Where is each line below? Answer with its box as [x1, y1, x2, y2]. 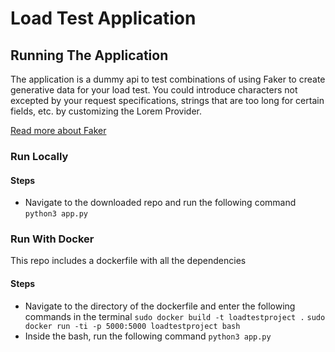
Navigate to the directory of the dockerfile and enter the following [24, 300, 296, 312]
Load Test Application [10, 7, 197, 30]
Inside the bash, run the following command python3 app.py [24, 330, 272, 342]
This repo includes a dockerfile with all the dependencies [10, 255, 247, 267]
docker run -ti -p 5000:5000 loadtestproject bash [24, 321, 241, 331]
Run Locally [10, 149, 69, 163]
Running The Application [10, 47, 169, 64]
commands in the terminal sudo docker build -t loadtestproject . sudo [24, 310, 326, 322]
